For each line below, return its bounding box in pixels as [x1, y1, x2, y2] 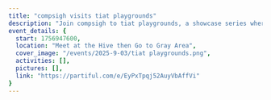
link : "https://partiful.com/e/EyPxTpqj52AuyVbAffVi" [15, 72, 200, 80]
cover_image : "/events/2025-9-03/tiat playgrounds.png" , [15, 49, 211, 57]
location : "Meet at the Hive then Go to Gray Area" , [15, 42, 197, 50]
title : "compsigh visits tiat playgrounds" [8, 11, 157, 20]
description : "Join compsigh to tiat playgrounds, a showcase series [8, 19, 248, 27]
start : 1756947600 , [15, 34, 81, 43]
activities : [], [15, 57, 70, 65]
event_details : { [8, 27, 67, 35]
